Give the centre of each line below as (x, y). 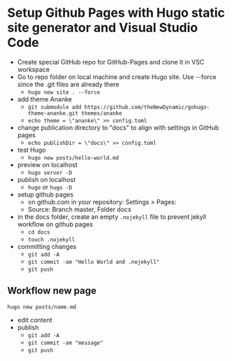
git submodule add (55, 107)
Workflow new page (52, 291)
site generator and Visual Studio (102, 28)
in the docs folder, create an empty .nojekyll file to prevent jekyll (111, 217)
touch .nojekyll (51, 239)
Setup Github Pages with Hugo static (116, 13)
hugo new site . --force (64, 92)
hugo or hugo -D (50, 187)
